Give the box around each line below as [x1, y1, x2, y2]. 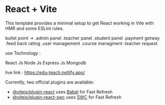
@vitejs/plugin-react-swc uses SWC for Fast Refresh [12, 94, 121, 100]
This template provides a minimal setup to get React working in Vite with [5, 20, 154, 26]
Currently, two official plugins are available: [5, 79, 94, 85]
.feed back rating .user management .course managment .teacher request [5, 40, 158, 46]
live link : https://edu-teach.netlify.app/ [5, 69, 85, 75]
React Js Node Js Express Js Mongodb [5, 59, 86, 65]
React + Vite [5, 3, 57, 15]
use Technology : [5, 50, 41, 56]
